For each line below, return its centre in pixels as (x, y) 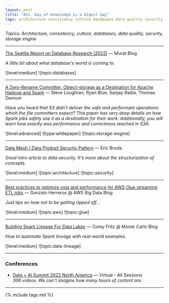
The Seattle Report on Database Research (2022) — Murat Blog (71, 53)
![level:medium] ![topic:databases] (41, 73)
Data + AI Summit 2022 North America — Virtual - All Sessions (77, 275)
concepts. (16, 163)
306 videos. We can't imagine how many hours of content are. (77, 280)
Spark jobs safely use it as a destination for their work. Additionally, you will (84, 118)
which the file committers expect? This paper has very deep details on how (83, 113)
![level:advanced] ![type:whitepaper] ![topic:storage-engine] (68, 133)
